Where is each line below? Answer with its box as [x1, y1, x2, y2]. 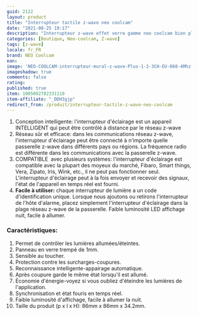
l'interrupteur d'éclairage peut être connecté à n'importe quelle [15, 137, 168, 144]
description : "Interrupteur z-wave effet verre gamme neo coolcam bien [6, 31, 186, 37]
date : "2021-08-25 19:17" [6, 25, 70, 31]
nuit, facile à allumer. [15, 211, 66, 218]
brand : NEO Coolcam [6, 52, 55, 58]
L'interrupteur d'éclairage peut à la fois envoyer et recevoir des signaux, [15, 174, 190, 181]
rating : [6, 80, 26, 86]
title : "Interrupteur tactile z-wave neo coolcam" [6, 19, 133, 25]
